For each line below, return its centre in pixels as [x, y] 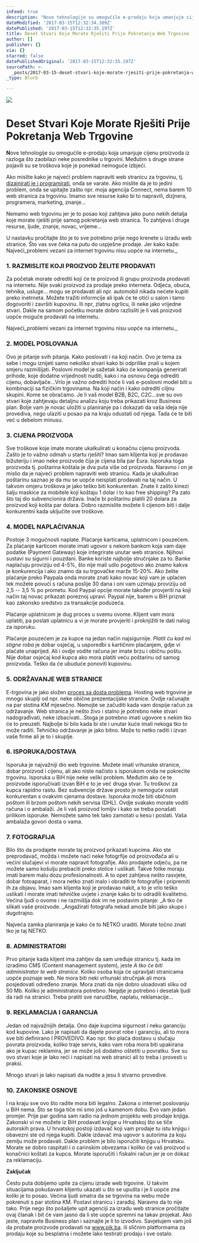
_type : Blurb [22, 78]
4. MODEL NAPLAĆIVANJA [45, 527]
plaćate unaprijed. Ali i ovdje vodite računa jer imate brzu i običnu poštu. [94, 651]
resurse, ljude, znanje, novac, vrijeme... [54, 226]
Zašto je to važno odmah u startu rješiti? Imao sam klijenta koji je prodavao [97, 454]
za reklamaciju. [25, 1160]
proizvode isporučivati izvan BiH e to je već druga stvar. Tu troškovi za [92, 783]
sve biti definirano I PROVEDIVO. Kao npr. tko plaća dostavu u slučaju [91, 1038]
